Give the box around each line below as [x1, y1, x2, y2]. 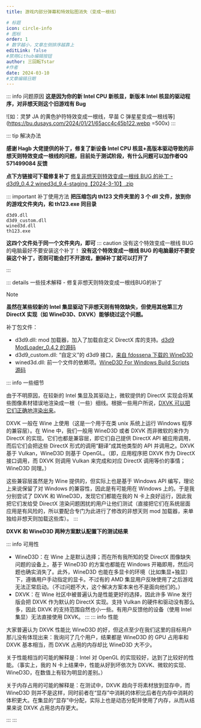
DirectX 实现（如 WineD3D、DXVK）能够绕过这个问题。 [6, 311, 146, 318]
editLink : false [6, 47, 47, 54]
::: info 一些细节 [6, 379, 44, 386]
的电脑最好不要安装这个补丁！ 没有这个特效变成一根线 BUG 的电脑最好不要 [6, 247, 190, 254]
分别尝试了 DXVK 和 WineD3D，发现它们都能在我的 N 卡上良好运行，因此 [6, 493, 187, 500]
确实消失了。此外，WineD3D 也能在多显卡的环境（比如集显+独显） [25, 568, 191, 575]
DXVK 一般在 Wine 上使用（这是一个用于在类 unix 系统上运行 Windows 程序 [6, 420, 193, 427]
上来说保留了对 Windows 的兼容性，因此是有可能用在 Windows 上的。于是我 [6, 485, 195, 493]
